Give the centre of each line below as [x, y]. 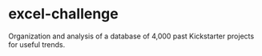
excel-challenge [63, 14]
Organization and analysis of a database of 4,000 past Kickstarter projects [131, 36]
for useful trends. [37, 44]
